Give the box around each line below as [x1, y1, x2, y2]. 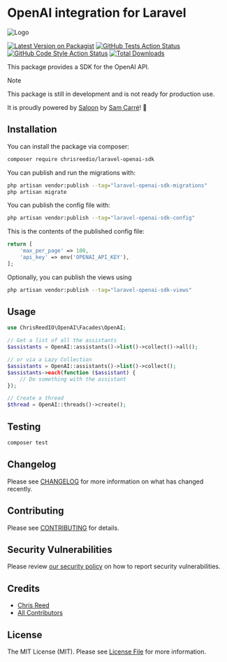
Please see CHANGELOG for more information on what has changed [7, 477, 204, 486]
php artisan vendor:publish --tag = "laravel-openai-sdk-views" [7, 286, 192, 293]
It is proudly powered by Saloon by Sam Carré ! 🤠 [7, 103, 147, 111]
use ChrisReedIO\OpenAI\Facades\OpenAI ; [7, 324, 127, 332]
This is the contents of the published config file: [7, 227, 145, 236]
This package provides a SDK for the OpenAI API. [7, 62, 149, 71]
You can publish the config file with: [7, 201, 110, 209]
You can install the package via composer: [7, 142, 129, 150]
